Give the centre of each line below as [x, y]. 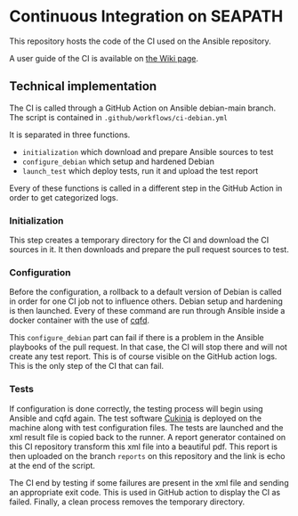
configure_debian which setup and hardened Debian [118, 161]
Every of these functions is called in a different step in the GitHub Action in [146, 188]
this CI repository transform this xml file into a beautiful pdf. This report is [144, 446]
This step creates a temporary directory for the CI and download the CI [139, 240]
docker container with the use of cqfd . [79, 320]
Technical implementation [83, 86]
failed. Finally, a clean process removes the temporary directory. [127, 502]
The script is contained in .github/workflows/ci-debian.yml [119, 117]
